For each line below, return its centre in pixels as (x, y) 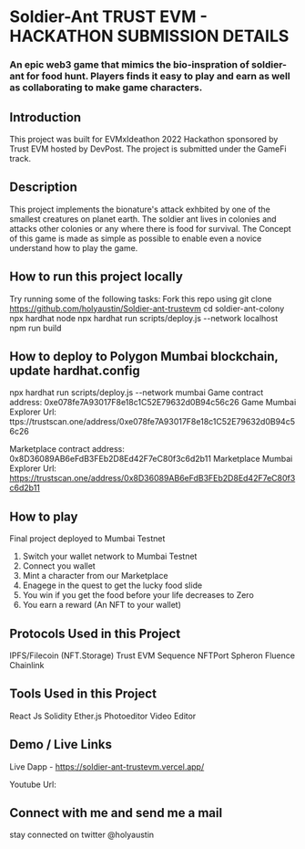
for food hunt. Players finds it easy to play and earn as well (158, 77)
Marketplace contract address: (67, 449)
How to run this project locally (97, 277)
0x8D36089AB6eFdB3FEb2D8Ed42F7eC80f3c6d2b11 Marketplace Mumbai (151, 459)
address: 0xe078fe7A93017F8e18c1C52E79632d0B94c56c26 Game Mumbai (153, 403)
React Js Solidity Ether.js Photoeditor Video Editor (103, 716)
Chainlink (27, 665)
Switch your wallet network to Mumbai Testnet (110, 556)
